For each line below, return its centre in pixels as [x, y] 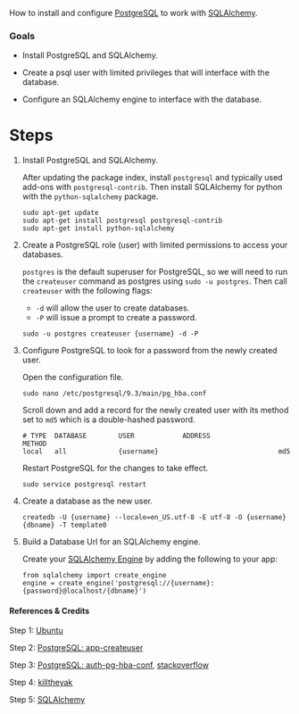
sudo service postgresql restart [84, 485]
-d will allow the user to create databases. [112, 308]
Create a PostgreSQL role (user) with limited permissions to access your [155, 245]
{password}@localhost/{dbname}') [84, 591]
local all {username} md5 [156, 452]
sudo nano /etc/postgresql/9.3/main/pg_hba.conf [114, 394]
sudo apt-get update [60, 213]
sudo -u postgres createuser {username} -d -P [110, 334]
